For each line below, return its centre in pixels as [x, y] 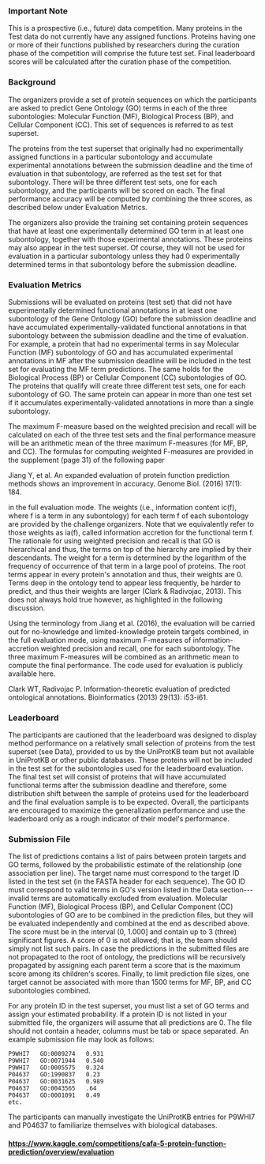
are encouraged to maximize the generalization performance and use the [127, 810]
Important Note [38, 11]
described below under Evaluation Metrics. [78, 207]
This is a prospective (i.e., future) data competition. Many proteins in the [125, 28]
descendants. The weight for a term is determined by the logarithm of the [127, 558]
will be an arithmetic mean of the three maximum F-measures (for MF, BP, [128, 443]
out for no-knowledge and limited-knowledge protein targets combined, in [129, 631]
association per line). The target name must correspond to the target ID [124, 873]
